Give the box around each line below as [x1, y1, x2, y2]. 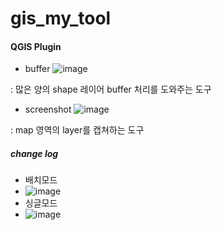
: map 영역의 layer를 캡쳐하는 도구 [10, 124, 145, 136]
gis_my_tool [10, 7, 112, 30]
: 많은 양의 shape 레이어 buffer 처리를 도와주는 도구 [10, 83, 212, 96]
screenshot [24, 103, 72, 116]
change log [10, 147, 59, 159]
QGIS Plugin [10, 40, 62, 52]
